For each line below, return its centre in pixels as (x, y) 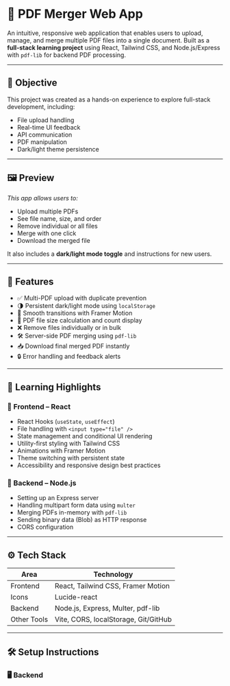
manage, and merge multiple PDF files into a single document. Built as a (108, 40)
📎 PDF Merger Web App (75, 14)
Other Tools (29, 619)
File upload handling (46, 120)
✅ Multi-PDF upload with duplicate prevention (82, 298)
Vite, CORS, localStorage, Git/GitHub (113, 619)
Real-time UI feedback (49, 127)
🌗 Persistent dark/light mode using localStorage (86, 306)
